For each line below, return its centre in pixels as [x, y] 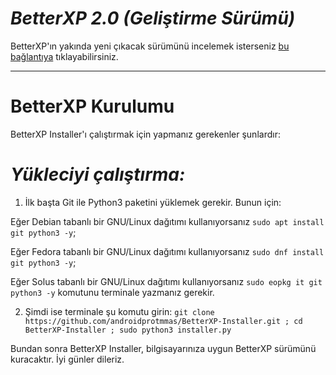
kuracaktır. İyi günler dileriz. [67, 359]
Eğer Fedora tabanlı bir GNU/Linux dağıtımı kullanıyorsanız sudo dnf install [167, 251]
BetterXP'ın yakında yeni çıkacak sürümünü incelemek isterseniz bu [150, 46]
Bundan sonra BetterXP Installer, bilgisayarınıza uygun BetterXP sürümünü [163, 348]
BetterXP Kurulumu [92, 106]
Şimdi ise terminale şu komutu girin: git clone [119, 311]
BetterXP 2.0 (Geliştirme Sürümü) [153, 18]
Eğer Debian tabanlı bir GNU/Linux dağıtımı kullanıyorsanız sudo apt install [167, 221]
